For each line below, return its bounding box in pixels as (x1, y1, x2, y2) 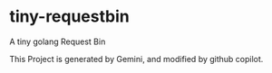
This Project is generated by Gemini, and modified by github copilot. (9, 53, 264, 64)
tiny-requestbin (9, 6, 130, 27)
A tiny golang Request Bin (9, 36, 106, 47)
